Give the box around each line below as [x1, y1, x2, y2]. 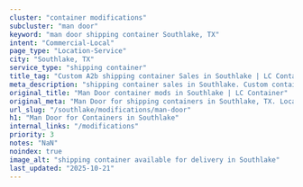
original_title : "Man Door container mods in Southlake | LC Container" [9, 88, 289, 97]
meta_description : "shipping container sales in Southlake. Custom [9, 80, 269, 89]
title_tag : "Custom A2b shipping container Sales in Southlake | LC [9, 72, 272, 81]
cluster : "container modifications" [9, 13, 147, 22]
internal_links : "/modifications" [9, 122, 140, 131]
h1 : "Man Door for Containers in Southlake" [9, 113, 179, 122]
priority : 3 [9, 130, 54, 139]
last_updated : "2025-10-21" [9, 164, 115, 173]
